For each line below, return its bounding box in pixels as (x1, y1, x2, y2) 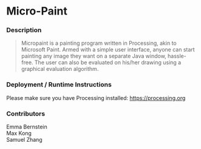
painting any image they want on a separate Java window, (21, 53, 167, 60)
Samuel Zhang (6, 136, 43, 144)
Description (6, 26, 42, 35)
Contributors (6, 109, 46, 118)
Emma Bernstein (6, 123, 47, 131)
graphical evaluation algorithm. (21, 65, 99, 73)
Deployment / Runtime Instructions (6, 81, 112, 89)
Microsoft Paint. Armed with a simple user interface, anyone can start (21, 46, 196, 53)
